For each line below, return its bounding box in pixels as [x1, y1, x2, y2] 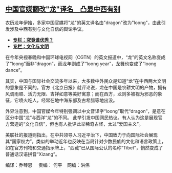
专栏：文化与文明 [12, 43, 49, 49]
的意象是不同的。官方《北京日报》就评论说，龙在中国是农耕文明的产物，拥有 [5, 84, 167, 90]
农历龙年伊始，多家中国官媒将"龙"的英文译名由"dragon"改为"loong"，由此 [5, 20, 162, 26]
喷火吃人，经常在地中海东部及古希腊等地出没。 [18, 97, 118, 103]
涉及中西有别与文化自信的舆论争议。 [9, 26, 86, 32]
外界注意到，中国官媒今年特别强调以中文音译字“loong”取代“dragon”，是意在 [5, 108, 166, 114]
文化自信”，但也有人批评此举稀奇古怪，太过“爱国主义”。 [25, 121, 143, 127]
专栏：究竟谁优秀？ [12, 36, 54, 43]
